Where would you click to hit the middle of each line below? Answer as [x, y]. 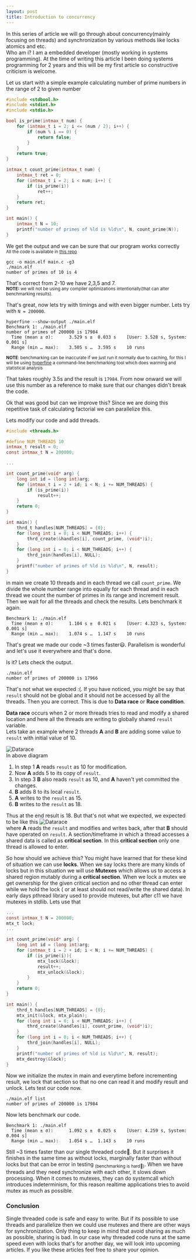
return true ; [32, 154]
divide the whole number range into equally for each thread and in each [92, 589]
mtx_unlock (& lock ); [61, 972]
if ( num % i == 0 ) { [52, 132]
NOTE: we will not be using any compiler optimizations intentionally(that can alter [88, 289]
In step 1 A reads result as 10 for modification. [71, 767]
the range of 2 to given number [44, 89]
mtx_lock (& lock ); [59, 961]
